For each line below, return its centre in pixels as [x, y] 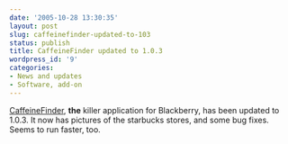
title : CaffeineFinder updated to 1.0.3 [86, 51]
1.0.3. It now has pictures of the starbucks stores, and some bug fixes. [139, 120]
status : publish [40, 43]
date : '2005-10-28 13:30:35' [64, 18]
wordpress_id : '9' [44, 59]
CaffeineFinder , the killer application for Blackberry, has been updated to [144, 110]
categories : [31, 68]
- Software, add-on [46, 85]
